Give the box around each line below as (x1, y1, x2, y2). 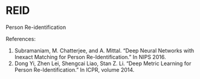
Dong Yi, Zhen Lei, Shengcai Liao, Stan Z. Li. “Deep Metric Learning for (14, 60, 192, 67)
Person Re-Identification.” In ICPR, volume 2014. (14, 66, 135, 73)
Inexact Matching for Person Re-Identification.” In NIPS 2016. (14, 53, 166, 60)
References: (5, 35, 36, 42)
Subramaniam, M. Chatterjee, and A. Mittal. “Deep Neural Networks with (14, 46, 195, 54)
